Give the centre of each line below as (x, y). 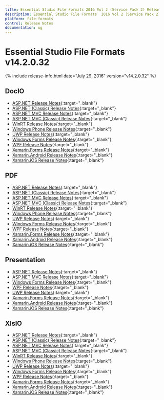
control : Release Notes (29, 23)
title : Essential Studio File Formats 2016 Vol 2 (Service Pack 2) (75, 10)
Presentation (25, 260)
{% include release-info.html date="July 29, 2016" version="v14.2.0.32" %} (81, 76)
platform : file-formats (29, 19)
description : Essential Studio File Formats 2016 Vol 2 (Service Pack (79, 14)
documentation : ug (24, 28)
